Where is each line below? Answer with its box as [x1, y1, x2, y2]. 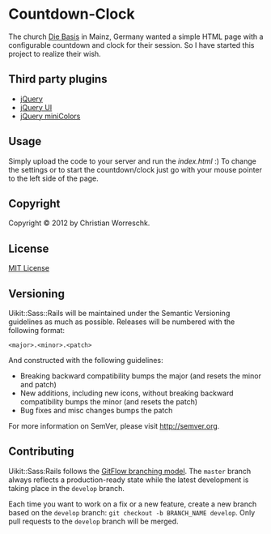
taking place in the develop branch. [8, 483, 125, 493]
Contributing [8, 445, 74, 459]
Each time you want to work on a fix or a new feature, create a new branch [8, 499, 257, 509]
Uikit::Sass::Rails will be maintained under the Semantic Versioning [8, 309, 231, 318]
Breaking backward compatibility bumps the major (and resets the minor [19, 371, 261, 381]
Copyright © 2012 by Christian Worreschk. [8, 218, 150, 228]
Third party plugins [8, 72, 108, 86]
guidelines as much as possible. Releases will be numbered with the [8, 317, 235, 327]
